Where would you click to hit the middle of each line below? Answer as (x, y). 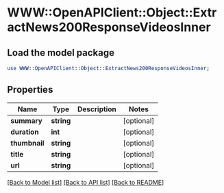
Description (97, 109)
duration (25, 132)
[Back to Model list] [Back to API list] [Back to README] (86, 182)
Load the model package (61, 53)
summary (26, 120)
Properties (30, 90)
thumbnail (27, 143)
